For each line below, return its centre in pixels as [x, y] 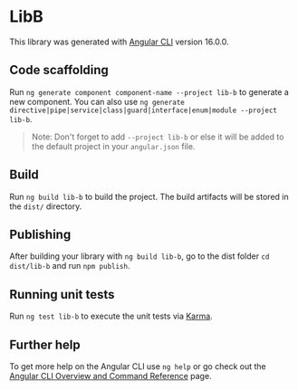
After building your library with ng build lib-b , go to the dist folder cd [139, 256]
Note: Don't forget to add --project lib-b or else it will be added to [158, 137]
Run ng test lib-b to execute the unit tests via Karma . [111, 316]
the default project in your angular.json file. [113, 146]
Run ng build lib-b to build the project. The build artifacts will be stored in [149, 196]
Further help [45, 344]
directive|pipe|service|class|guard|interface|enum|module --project [144, 110]
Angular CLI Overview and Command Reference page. [111, 376]
